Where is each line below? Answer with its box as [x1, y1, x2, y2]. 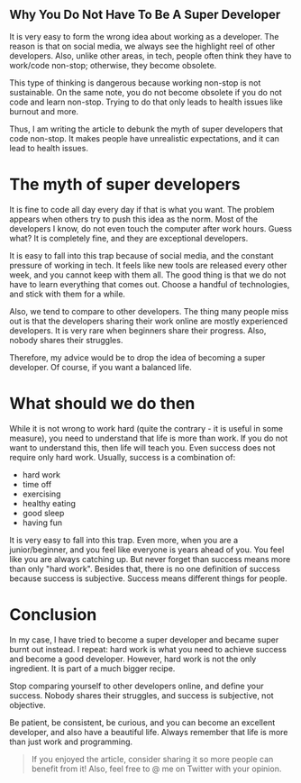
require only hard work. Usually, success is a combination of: [9, 451, 236, 462]
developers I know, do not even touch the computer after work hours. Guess [9, 223, 293, 233]
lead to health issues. [9, 142, 88, 153]
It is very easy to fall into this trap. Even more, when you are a [9, 534, 239, 545]
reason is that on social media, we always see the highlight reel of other [9, 41, 276, 51]
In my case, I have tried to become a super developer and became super [9, 634, 279, 645]
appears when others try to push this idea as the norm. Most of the [9, 214, 259, 224]
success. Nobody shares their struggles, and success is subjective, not [9, 689, 274, 701]
